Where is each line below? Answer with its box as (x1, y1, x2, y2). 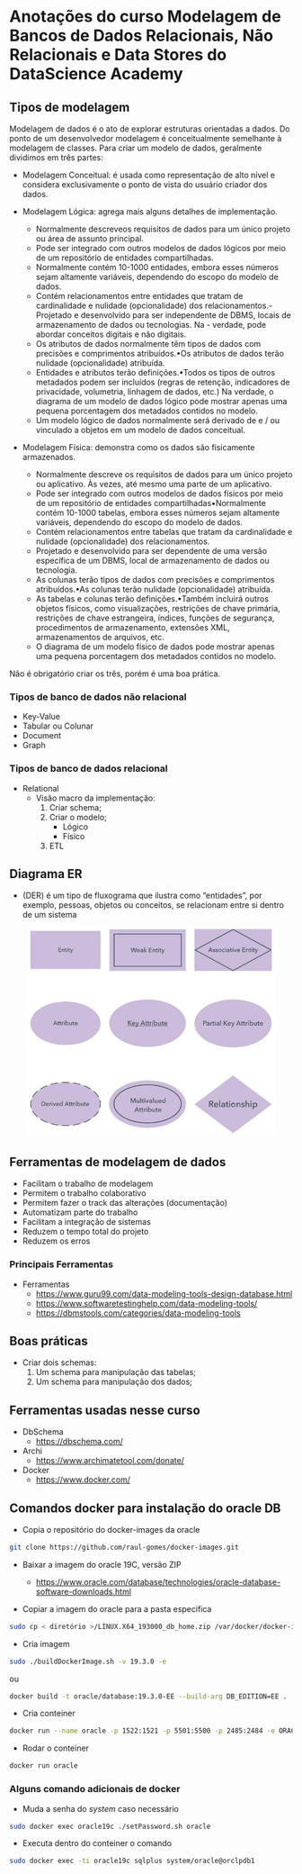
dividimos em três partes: (9, 152, 103, 163)
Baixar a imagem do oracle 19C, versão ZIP (22, 1559, 182, 1570)
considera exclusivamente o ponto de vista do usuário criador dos (22, 179, 268, 190)
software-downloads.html (35, 1586, 132, 1597)
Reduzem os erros (22, 1236, 91, 1246)
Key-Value (22, 711, 61, 722)
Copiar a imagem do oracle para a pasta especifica (22, 1603, 212, 1614)
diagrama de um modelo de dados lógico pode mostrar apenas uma (35, 396, 288, 406)
